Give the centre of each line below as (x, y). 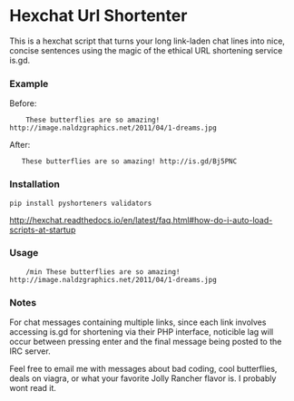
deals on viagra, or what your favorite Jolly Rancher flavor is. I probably (143, 378)
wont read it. (33, 388)
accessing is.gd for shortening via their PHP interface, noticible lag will (142, 332)
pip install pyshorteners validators (81, 203)
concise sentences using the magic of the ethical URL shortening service (146, 50)
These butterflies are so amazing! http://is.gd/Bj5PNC (129, 161)
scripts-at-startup (43, 230)
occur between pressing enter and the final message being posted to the (146, 342)
